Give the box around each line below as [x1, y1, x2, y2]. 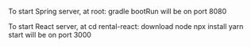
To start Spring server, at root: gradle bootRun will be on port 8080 [8, 7, 227, 16]
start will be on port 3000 [8, 31, 91, 39]
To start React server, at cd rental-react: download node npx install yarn [8, 22, 244, 31]
